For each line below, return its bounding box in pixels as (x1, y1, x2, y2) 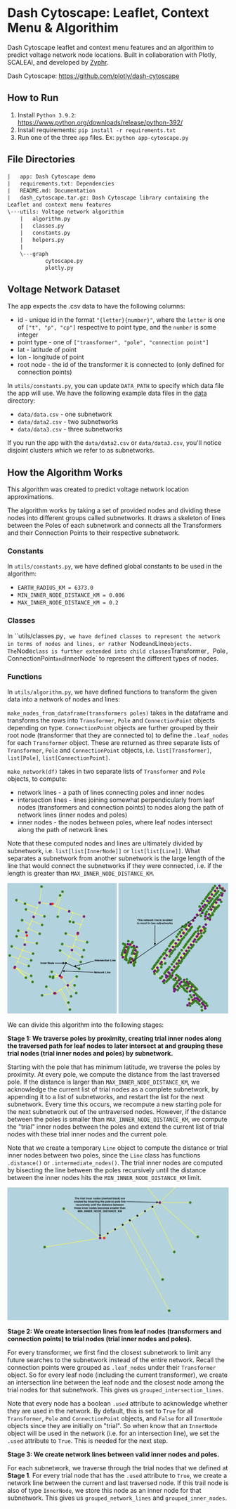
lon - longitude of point (17, 353, 84, 361)
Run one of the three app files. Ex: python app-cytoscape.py (17, 133, 189, 141)
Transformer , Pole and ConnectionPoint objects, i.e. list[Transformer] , (7, 746, 212, 755)
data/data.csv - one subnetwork (17, 410, 112, 419)
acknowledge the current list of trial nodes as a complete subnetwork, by (7, 1085, 219, 1094)
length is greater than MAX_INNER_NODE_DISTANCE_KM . (7, 869, 155, 878)
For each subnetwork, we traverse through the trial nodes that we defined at (7, 1464, 228, 1472)
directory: (7, 396, 36, 405)
